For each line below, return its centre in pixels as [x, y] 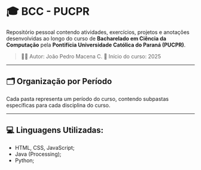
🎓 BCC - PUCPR [48, 12]
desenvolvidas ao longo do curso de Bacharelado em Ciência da [86, 38]
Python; [25, 160]
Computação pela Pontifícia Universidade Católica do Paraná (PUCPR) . [96, 45]
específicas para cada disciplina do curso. [58, 105]
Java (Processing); [38, 154]
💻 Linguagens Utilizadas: [55, 130]
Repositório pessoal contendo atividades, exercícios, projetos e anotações [98, 32]
